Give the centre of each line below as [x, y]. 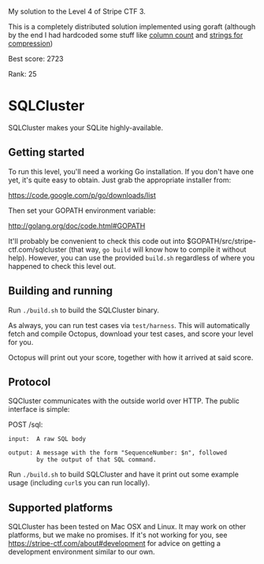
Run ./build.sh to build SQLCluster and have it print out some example [123, 474]
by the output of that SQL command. [97, 460]
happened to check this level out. [62, 266]
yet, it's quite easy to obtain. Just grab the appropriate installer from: [120, 180]
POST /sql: [26, 424]
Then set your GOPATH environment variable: [82, 210]
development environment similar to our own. [82, 552]
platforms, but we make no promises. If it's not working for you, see [118, 535]
